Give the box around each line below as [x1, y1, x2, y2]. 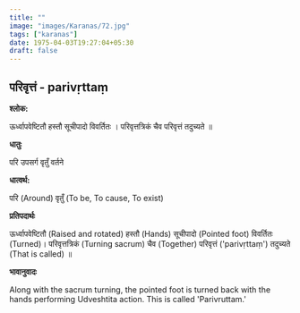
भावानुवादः [9, 266, 38, 277]
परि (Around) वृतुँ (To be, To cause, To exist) [9, 192, 164, 203]
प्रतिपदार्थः [9, 210, 36, 221]
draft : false [9, 47, 58, 55]
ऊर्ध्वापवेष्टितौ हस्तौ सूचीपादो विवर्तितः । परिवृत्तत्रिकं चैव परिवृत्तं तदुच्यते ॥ [9, 121, 213, 131]
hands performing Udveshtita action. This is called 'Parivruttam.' [9, 293, 246, 304]
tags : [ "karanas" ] [9, 30, 78, 38]
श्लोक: [9, 103, 29, 114]
